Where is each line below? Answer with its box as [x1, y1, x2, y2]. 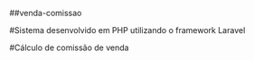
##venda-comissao [9, 8, 82, 18]
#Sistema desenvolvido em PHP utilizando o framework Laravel [9, 25, 246, 35]
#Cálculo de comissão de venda [9, 42, 129, 53]
